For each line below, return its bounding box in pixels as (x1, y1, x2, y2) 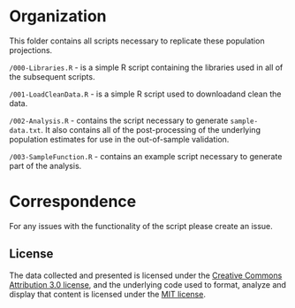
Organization (9, 6, 107, 27)
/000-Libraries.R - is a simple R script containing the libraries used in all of (9, 62, 284, 73)
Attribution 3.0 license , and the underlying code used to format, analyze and (9, 279, 287, 289)
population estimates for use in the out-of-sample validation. (9, 134, 230, 144)
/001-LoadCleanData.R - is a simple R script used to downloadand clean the (9, 89, 282, 99)
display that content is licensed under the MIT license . (9, 289, 206, 299)
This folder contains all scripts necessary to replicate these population (9, 35, 265, 46)
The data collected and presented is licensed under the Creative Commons (9, 270, 283, 281)
